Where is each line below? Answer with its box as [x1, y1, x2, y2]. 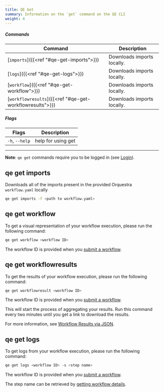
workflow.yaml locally [5, 187, 48, 193]
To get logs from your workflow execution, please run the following [5, 348, 140, 354]
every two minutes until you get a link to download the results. [5, 311, 130, 318]
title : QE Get [5, 7, 34, 12]
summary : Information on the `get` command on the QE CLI [5, 12, 125, 17]
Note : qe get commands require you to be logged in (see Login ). [5, 154, 135, 160]
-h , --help [7, 137, 31, 144]
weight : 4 [5, 16, 25, 21]
